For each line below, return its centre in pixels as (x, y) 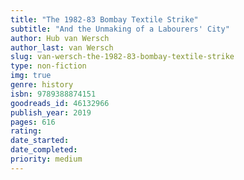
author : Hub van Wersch (60, 38)
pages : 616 (33, 122)
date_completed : (44, 150)
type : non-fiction (48, 66)
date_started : (40, 141)
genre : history (42, 85)
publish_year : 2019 (51, 112)
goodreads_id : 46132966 (60, 103)
